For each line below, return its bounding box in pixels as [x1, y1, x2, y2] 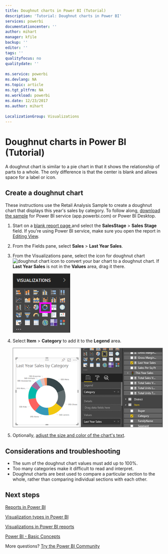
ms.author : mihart [5, 103, 43, 108]
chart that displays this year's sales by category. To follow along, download [5, 207, 160, 213]
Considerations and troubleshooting [5, 447, 121, 456]
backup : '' [5, 40, 28, 45]
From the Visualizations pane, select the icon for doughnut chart [12, 253, 145, 259]
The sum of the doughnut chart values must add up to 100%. [12, 460, 138, 467]
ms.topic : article [5, 82, 43, 87]
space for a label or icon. [5, 174, 56, 180]
